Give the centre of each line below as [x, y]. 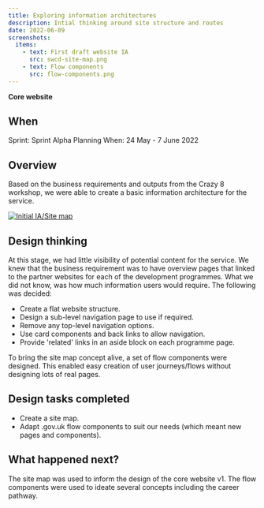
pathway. [23, 495]
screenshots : [30, 37]
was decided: [30, 293]
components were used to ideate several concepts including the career [124, 487]
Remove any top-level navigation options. [87, 326]
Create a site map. [49, 418]
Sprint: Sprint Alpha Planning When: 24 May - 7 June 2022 [104, 140]
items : [26, 45]
